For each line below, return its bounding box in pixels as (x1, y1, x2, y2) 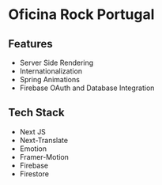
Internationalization (19, 66, 83, 76)
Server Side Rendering (19, 58, 94, 67)
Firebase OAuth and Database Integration (19, 83, 155, 92)
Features (8, 37, 53, 51)
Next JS (19, 126, 46, 136)
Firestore (19, 168, 50, 179)
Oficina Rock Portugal (8, 6, 155, 24)
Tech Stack (8, 106, 65, 119)
